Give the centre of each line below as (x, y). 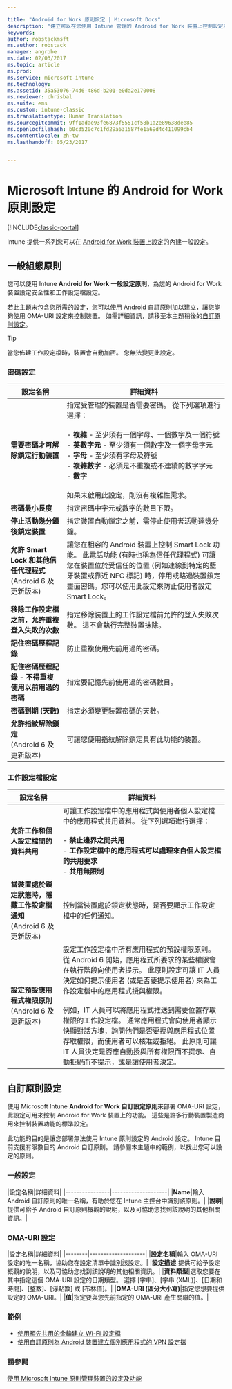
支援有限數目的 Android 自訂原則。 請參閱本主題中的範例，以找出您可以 (114, 1147)
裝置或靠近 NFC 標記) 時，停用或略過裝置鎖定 (147, 576)
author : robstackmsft (38, 39)
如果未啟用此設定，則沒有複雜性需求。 (129, 495)
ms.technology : (29, 84)
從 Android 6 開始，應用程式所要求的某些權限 (136, 959)
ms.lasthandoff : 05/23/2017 (48, 142)
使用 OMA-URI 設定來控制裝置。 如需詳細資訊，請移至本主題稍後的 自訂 (114, 316)
